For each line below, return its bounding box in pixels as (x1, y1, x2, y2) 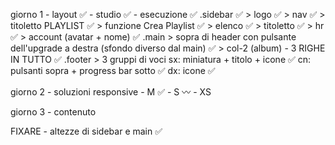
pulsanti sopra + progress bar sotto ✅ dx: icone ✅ (10, 65, 216, 76)
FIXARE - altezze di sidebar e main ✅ (10, 125, 163, 137)
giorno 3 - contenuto (10, 106, 97, 118)
